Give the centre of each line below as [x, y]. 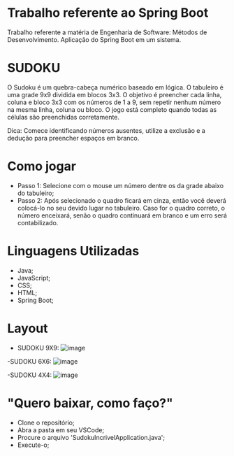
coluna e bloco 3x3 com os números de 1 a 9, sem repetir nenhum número [114, 102]
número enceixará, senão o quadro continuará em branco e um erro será [122, 215]
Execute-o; [33, 445]
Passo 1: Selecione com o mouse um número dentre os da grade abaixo [120, 185]
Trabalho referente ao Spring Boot [108, 13]
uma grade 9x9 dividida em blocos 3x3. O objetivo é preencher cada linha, [115, 94]
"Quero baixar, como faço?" [90, 403]
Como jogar [42, 166]
